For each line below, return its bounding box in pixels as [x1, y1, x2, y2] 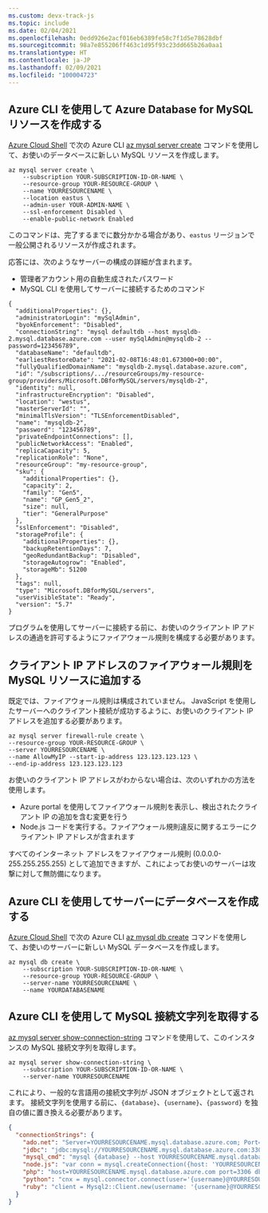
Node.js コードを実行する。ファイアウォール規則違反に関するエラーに [19, 822, 250, 832]
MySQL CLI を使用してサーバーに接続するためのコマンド [19, 284, 206, 294]
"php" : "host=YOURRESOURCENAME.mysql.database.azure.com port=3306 [22, 1168, 251, 1176]
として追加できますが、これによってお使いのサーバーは [68, 859, 250, 869]
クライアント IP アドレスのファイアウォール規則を [8, 658, 254, 672]
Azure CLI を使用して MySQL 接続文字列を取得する [8, 1010, 260, 1024]
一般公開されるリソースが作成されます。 [8, 241, 140, 250]
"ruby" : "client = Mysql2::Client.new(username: [22, 1183, 187, 1191]
